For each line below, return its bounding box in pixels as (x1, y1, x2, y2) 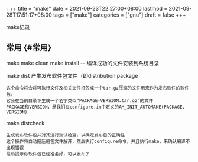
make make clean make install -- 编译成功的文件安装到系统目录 (6, 59, 160, 66)
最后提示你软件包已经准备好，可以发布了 (6, 151, 90, 157)
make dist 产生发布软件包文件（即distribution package (6, 72, 138, 79)
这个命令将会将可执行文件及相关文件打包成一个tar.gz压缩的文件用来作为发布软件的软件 (6, 85, 189, 91)
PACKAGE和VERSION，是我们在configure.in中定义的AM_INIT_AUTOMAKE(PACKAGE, (6, 104, 186, 110)
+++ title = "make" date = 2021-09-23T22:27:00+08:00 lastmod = (6, 5, 168, 12)
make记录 (6, 24, 30, 30)
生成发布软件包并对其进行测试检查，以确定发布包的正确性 (6, 132, 125, 138)
